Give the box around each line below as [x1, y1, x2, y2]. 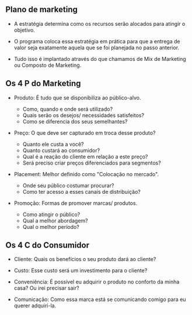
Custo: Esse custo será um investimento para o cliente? [13, 267, 148, 274]
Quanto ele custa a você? [22, 141, 84, 148]
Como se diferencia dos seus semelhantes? [22, 118, 128, 125]
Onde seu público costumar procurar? [22, 182, 114, 189]
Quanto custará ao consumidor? [22, 146, 100, 154]
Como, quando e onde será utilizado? [22, 105, 113, 112]
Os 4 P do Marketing [5, 78, 81, 88]
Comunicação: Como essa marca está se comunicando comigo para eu [13, 296, 186, 303]
